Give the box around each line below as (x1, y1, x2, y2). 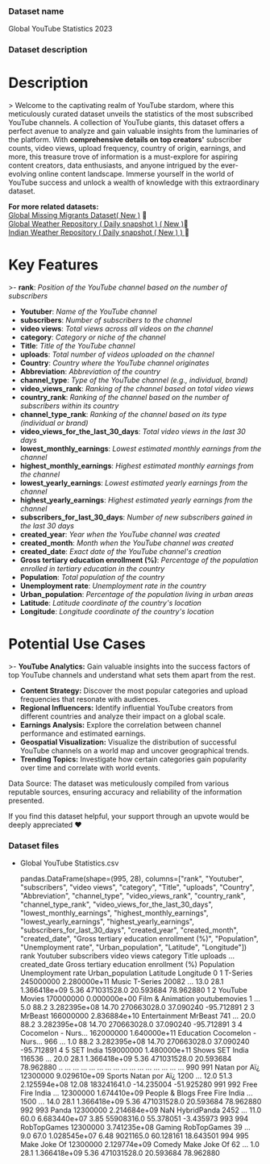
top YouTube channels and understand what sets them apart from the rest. (8, 670, 256, 680)
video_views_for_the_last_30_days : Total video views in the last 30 (19, 427, 246, 436)
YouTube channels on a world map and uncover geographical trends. (19, 746, 250, 756)
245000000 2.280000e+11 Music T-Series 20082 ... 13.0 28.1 (19, 977, 224, 987)
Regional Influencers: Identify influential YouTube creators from (19, 703, 234, 713)
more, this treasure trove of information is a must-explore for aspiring (8, 152, 239, 162)
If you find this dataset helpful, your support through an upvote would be (8, 811, 250, 821)
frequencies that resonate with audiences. (19, 695, 161, 704)
